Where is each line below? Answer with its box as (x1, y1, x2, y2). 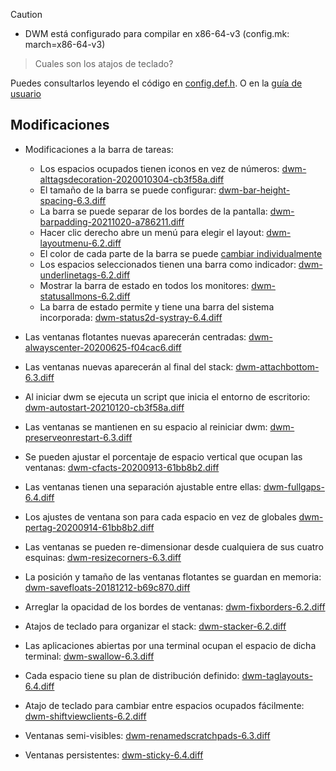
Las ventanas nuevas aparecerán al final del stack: (24, 360, 234, 373)
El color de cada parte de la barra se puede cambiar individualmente (39, 247, 323, 259)
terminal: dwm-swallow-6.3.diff (24, 650, 155, 662)
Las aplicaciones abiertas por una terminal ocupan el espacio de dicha (24, 639, 317, 651)
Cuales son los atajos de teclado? (34, 58, 174, 69)
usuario (10, 88, 42, 99)
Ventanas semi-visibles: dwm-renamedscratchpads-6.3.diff (24, 729, 271, 741)
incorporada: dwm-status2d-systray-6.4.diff (39, 311, 223, 323)
